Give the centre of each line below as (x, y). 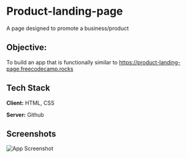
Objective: (27, 47)
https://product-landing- (150, 62)
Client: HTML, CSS (30, 103)
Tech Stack (28, 88)
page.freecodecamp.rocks (40, 69)
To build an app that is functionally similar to (62, 62)
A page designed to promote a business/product (67, 28)
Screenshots (31, 134)
